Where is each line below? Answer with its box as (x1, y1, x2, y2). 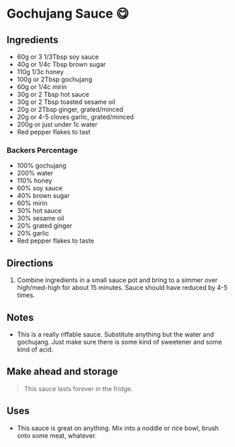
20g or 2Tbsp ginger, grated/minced (16, 105, 124, 113)
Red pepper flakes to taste (16, 236, 95, 245)
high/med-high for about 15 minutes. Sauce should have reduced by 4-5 (16, 284, 228, 292)
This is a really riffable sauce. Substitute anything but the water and (16, 330, 214, 338)
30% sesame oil (16, 214, 64, 223)
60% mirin (16, 199, 47, 207)
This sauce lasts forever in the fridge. (23, 384, 133, 393)
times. (16, 291, 35, 299)
